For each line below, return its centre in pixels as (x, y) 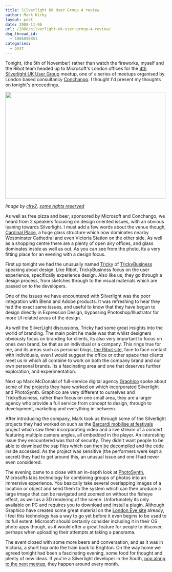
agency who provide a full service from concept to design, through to (79, 403)
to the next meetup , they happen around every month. (62, 564)
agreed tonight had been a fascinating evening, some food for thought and (84, 553)
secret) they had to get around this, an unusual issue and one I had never (82, 456)
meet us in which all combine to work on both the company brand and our (83, 360)
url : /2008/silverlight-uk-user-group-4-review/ (58, 29)
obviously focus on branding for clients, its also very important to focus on (84, 338)
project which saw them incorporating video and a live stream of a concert (84, 429)
